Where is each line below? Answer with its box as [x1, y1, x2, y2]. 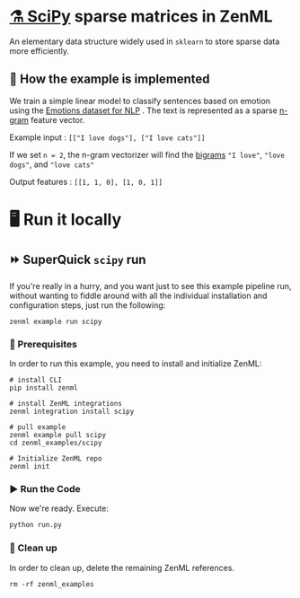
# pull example [9, 423, 66, 432]
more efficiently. [9, 45, 70, 56]
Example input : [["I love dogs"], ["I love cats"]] [9, 132, 206, 143]
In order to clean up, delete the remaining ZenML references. [9, 562, 235, 573]
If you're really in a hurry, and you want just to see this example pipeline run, [9, 280, 292, 291]
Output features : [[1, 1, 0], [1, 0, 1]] [9, 176, 163, 187]
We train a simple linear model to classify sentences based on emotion [9, 95, 271, 106]
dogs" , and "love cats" [9, 159, 95, 170]
